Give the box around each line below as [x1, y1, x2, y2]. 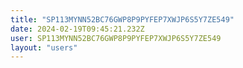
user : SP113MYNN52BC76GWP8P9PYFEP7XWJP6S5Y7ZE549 [10, 33, 222, 43]
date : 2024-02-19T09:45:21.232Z [10, 24, 145, 34]
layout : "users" [10, 42, 78, 53]
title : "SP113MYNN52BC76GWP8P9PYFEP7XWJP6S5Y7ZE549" [10, 14, 235, 25]
